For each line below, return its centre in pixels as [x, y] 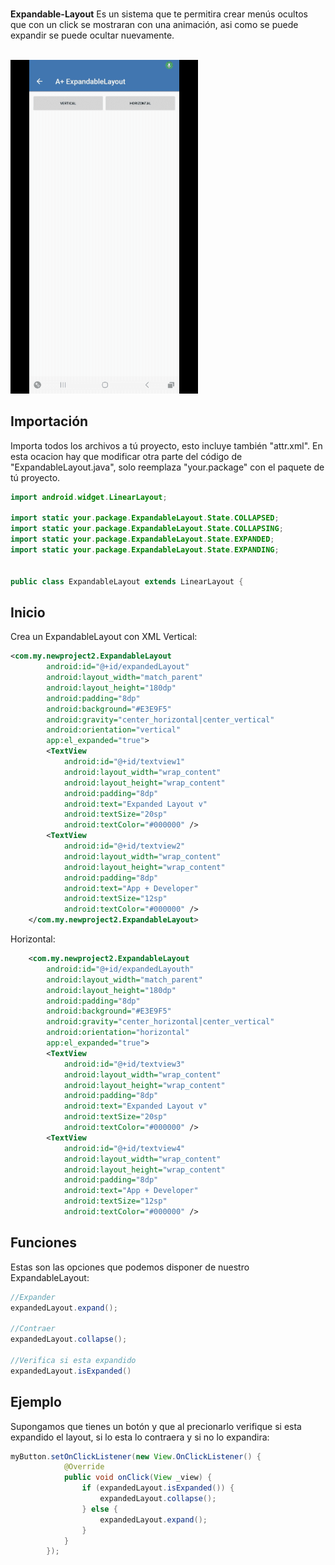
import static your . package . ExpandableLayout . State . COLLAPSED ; [145, 518]
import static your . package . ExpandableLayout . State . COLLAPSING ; [147, 529]
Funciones [44, 1243]
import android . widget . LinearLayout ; [89, 497]
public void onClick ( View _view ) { [138, 1478]
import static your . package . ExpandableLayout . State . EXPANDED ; [142, 539]
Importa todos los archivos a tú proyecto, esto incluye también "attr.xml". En [166, 445]
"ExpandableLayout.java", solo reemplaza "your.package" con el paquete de [167, 467]
